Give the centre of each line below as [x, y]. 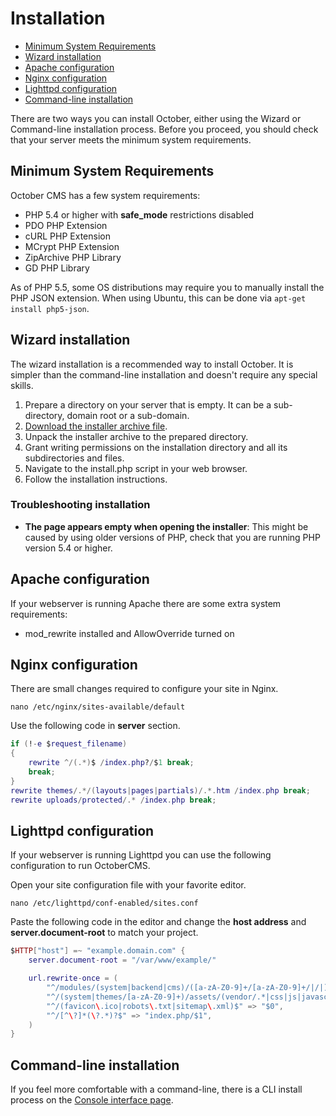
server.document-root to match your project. [104, 933]
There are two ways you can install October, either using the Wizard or [156, 118]
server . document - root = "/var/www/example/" [122, 960]
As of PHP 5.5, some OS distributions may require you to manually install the [167, 287]
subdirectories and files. [74, 458]
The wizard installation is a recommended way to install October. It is [152, 364]
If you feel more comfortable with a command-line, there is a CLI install [156, 1089]
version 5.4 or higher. [68, 548]
